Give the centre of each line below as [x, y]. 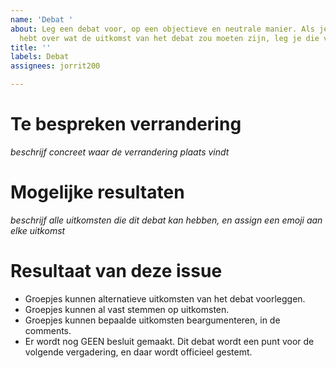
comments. [48, 330]
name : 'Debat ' [42, 19]
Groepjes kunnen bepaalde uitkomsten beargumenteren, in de [152, 320]
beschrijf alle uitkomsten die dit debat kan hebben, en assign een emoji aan [166, 220]
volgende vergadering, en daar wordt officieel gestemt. [138, 352]
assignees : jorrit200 [55, 66]
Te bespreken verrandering [126, 124]
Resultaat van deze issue [116, 271]
